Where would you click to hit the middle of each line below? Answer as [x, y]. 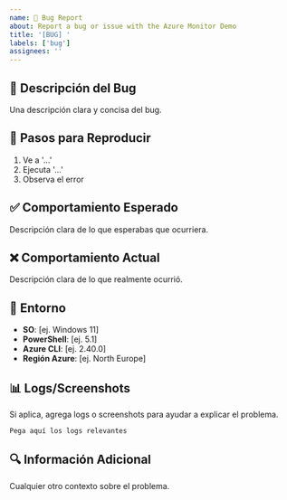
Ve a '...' [37, 160]
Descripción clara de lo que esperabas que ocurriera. [109, 229]
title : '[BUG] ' [40, 34]
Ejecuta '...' [43, 169]
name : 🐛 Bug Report [46, 18]
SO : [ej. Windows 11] [61, 330]
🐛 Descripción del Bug [73, 88]
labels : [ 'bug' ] [40, 43]
